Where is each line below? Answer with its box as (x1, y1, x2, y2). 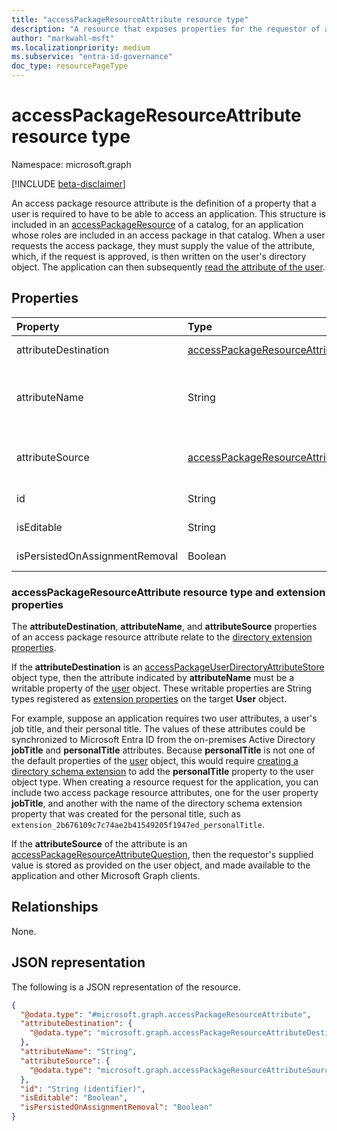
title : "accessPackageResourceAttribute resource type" (11, 14, 249, 25)
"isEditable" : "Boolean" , (20, 1093, 129, 1103)
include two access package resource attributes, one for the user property (11, 787, 319, 799)
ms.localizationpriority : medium (11, 42, 151, 53)
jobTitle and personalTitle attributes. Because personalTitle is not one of (11, 744, 316, 756)
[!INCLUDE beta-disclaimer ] (11, 177, 126, 190)
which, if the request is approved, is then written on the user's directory (11, 250, 307, 262)
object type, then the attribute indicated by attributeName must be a (11, 672, 295, 684)
